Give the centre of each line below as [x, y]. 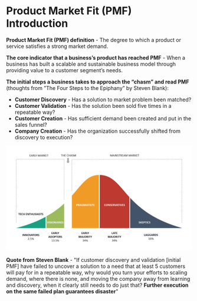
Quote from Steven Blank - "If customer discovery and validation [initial [93, 260]
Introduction [37, 23]
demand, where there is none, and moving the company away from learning [98, 279]
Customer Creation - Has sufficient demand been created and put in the [103, 118]
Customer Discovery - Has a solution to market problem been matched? [103, 100]
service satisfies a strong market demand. [57, 46]
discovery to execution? [44, 137]
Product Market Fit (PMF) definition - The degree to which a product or [94, 40]
